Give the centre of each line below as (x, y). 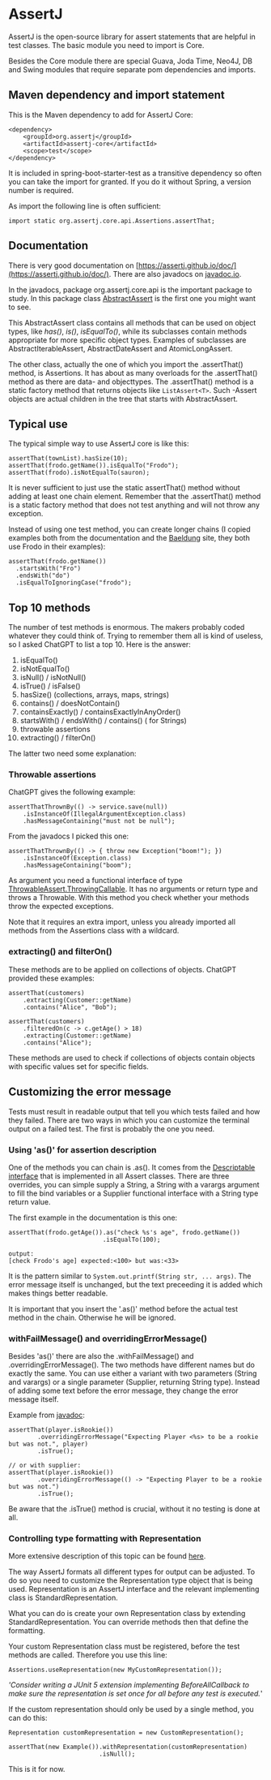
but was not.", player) (49, 1444)
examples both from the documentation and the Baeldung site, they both (129, 538)
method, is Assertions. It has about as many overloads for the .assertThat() (133, 373)
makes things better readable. (58, 1293)
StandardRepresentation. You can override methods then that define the (129, 1622)
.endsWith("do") (43, 576)
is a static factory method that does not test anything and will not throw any (134, 505)
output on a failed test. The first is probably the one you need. (112, 1128)
